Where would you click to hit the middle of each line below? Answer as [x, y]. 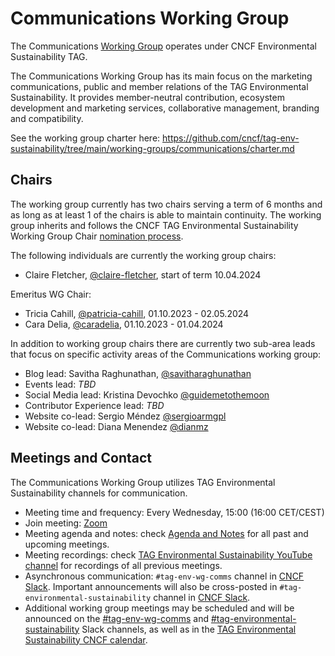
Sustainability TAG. [49, 56]
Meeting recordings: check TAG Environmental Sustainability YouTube [168, 554]
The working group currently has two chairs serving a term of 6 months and [166, 204]
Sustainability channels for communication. [99, 493]
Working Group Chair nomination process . [97, 236]
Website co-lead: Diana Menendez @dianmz [116, 426]
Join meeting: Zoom [66, 523]
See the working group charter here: [85, 138]
